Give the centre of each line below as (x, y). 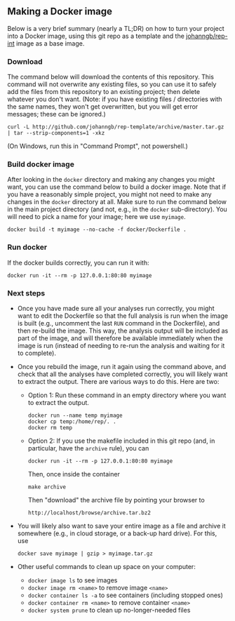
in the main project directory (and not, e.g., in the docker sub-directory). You (117, 209)
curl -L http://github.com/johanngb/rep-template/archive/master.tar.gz (116, 127)
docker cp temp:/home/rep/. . (72, 422)
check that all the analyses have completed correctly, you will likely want (122, 374)
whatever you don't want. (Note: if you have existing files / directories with (115, 99)
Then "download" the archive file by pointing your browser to (116, 500)
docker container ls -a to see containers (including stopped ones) (125, 595)
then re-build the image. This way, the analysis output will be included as (123, 330)
